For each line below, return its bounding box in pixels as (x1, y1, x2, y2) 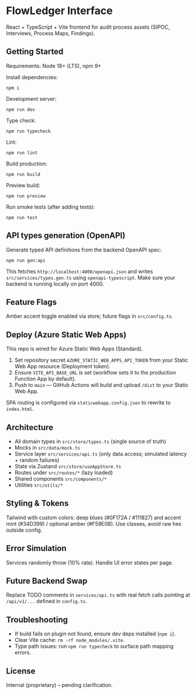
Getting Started (6, 47, 64, 57)
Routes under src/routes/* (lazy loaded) (14, 469, 113, 476)
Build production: (6, 160, 48, 167)
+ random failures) (14, 457, 60, 464)
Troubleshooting (6, 614, 68, 625)
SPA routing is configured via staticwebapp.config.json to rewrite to (6, 399, 171, 406)
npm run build (6, 171, 41, 177)
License (6, 666, 36, 676)
